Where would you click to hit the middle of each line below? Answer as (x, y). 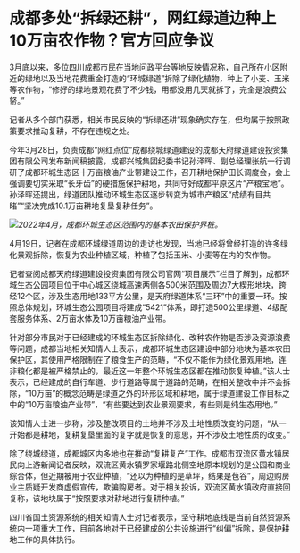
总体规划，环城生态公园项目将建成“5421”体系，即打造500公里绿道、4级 (148, 307)
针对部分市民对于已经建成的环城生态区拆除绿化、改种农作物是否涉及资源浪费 (150, 337)
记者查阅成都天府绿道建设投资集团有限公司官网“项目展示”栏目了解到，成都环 (150, 273)
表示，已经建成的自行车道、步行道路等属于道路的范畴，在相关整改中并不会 (146, 381)
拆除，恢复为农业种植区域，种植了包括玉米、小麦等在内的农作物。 (154, 255)
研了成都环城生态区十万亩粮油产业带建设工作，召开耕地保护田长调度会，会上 (150, 172)
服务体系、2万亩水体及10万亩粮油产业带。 (94, 318)
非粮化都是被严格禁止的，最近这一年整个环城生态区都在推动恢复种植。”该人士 (150, 371)
